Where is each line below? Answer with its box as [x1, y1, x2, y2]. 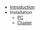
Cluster [17, 20, 32, 26]
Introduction [9, 4, 35, 10]
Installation [9, 9, 33, 15]
